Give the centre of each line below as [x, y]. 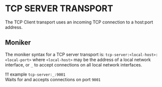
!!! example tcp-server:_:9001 [35, 74]
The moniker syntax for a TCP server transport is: [55, 54]
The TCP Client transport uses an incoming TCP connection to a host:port [79, 22]
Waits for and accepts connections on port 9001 [53, 79]
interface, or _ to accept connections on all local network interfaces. [74, 65]
